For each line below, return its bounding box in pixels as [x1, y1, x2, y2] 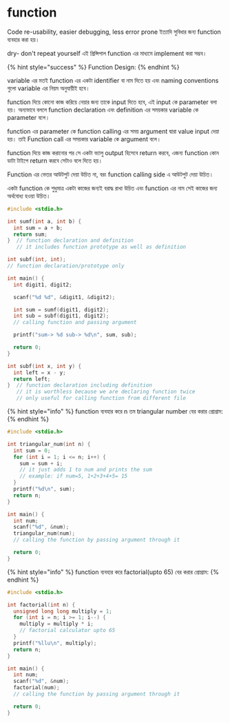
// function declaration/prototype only [7, 263, 125, 269]
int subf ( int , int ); [7, 256, 67, 263]
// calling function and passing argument [13, 319, 137, 326]
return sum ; [13, 231, 48, 238]
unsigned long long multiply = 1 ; [13, 608, 112, 615]
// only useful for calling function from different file [16, 395, 187, 402]
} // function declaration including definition [7, 382, 153, 389]
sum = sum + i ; [19, 460, 63, 467]
